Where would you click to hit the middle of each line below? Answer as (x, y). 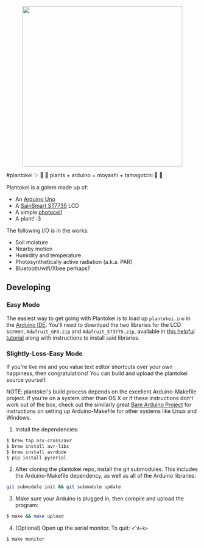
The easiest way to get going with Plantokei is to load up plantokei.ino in (98, 318)
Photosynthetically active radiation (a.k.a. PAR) (74, 262)
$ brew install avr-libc (38, 446)
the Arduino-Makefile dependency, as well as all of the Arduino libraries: (106, 476)
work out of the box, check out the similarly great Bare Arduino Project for (99, 404)
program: (26, 505)
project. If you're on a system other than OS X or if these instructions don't (100, 398)
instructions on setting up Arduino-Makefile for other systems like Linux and (101, 411)
